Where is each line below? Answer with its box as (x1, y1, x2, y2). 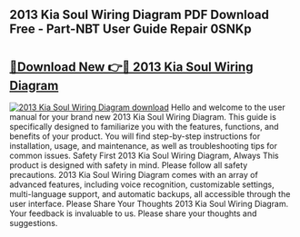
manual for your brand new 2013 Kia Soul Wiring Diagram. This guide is (9, 112, 277, 122)
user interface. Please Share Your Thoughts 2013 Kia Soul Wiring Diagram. (9, 199, 289, 209)
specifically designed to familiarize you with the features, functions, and (9, 122, 279, 132)
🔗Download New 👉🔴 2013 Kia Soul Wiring (9, 59, 254, 74)
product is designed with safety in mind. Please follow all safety (9, 160, 248, 171)
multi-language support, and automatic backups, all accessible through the (9, 189, 291, 199)
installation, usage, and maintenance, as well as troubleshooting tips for (9, 141, 278, 151)
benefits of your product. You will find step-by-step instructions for (9, 131, 261, 142)
